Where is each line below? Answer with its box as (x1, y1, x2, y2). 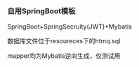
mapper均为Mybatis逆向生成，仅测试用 (7, 52, 121, 60)
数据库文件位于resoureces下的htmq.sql (7, 37, 121, 45)
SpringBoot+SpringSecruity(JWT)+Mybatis (7, 22, 132, 31)
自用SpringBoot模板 (7, 6, 76, 15)
